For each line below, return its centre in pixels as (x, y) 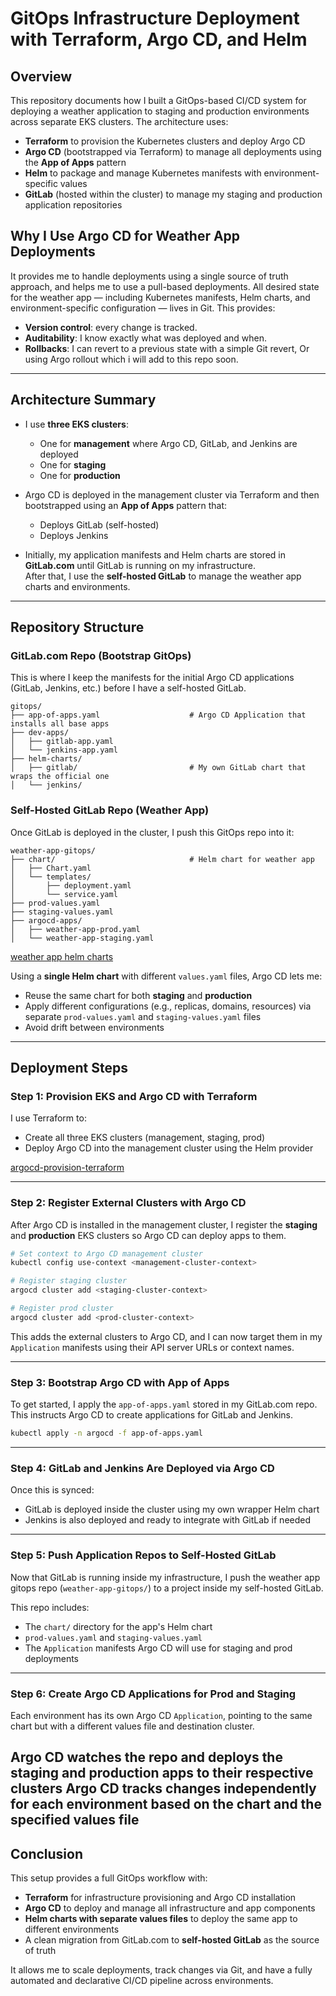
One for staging (73, 464)
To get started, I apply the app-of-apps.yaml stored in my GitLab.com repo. (164, 1404)
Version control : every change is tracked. (111, 327)
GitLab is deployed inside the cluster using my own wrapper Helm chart (172, 1509)
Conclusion (47, 1853)
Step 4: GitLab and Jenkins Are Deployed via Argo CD (142, 1468)
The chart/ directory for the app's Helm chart (118, 1626)
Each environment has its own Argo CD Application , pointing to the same (161, 1715)
